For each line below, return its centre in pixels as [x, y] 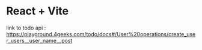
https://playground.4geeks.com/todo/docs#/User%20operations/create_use [101, 34]
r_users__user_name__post [39, 40]
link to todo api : [26, 28]
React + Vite [38, 11]
